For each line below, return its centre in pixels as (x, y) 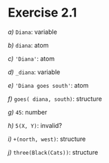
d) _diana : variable (34, 72)
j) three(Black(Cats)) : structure (53, 152)
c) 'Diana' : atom (31, 58)
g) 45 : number (28, 112)
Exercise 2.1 (42, 13)
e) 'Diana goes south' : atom (48, 85)
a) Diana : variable (32, 32)
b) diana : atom (28, 45)
